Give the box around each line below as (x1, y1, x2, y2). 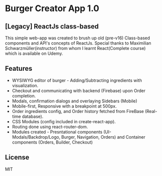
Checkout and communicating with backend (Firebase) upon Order (12, 88, 146, 94)
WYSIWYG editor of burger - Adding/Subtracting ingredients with (12, 77, 142, 83)
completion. (12, 93, 36, 98)
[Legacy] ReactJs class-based (5, 22, 99, 31)
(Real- (145, 108, 157, 114)
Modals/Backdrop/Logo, (12, 134, 60, 140)
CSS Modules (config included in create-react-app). (12, 118, 116, 124)
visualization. (12, 82, 39, 88)
